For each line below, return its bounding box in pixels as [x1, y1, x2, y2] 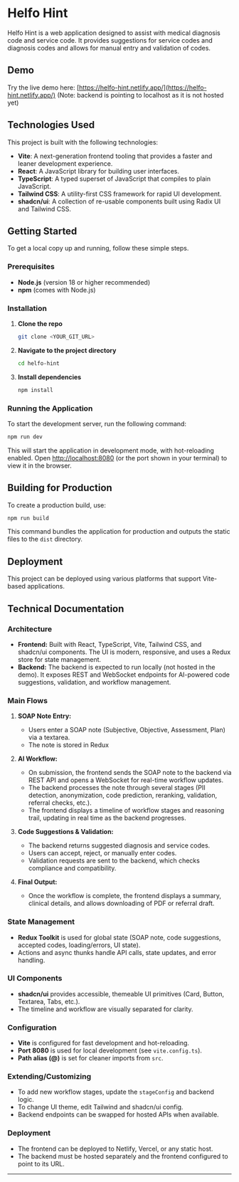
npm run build [7, 515, 50, 522]
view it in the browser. [7, 461, 73, 470]
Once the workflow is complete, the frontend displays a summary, [28, 892, 222, 900]
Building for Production [7, 482, 112, 494]
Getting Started [7, 225, 78, 237]
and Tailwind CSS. [17, 204, 71, 213]
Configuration [7, 1023, 57, 1033]
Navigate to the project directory [17, 346, 117, 354]
